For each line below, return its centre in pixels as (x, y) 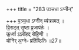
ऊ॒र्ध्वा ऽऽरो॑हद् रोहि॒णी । (27, 34)
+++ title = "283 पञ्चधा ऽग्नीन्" (40, 9)
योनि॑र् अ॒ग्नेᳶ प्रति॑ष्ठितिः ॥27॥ (34, 41)
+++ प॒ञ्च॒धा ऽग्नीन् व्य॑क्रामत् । (35, 21)
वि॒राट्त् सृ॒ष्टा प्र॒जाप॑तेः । (28, 27)
